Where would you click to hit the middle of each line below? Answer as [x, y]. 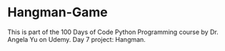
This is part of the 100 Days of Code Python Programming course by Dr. [113, 32]
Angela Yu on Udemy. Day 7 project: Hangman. [77, 39]
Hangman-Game [58, 12]
